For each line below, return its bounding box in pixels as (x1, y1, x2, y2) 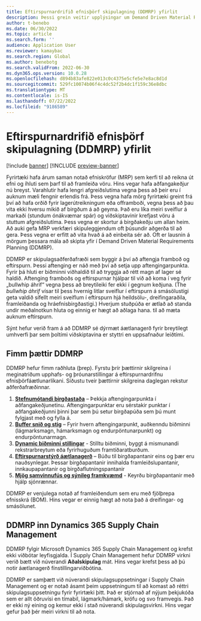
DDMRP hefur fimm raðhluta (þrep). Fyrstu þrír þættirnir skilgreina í (6, 365, 171, 372)
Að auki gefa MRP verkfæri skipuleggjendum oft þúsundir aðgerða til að (6, 225, 182, 232)
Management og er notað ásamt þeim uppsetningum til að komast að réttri (6, 583, 189, 590)
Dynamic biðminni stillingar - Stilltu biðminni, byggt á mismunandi (14, 440, 179, 447)
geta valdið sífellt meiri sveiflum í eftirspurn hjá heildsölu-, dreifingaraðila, (6, 294, 187, 301)
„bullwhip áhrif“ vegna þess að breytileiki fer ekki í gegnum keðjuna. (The (6, 281, 187, 288)
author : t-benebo (6, 20, 50, 26)
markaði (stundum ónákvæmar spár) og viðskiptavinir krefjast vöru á (6, 212, 175, 219)
